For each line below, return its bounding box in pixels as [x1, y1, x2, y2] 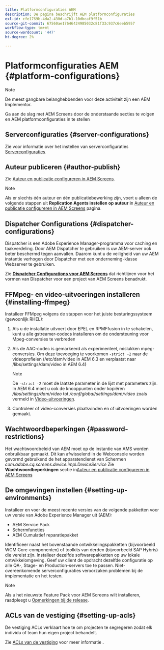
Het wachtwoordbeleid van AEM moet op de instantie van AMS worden [5, 446, 149, 452]
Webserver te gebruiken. [5, 261, 55, 267]
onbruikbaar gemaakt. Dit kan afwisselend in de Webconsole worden [5, 451, 145, 457]
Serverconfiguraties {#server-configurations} [5, 131, 150, 139]
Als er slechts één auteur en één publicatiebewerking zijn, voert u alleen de [5, 195, 157, 201]
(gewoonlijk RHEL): [5, 316, 44, 322]
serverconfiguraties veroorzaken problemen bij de [41, 567, 143, 573]
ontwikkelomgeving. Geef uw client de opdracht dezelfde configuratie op [5, 557, 153, 563]
